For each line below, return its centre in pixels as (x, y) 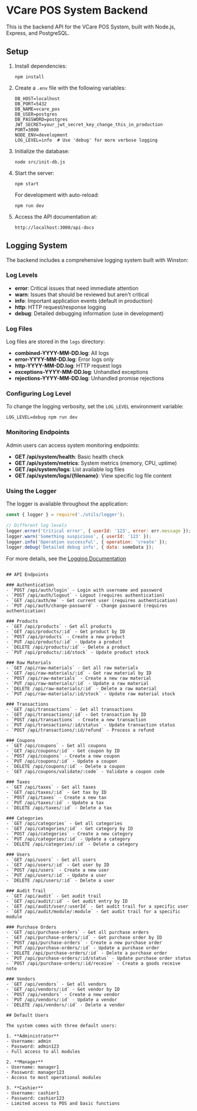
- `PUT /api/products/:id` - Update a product (64, 642)
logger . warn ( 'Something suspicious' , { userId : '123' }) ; (79, 536)
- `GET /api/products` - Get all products (59, 627)
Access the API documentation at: (56, 216)
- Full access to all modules (43, 1052)
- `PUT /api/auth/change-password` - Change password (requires (87, 606)
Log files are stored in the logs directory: (55, 342)
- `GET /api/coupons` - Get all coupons (57, 746)
